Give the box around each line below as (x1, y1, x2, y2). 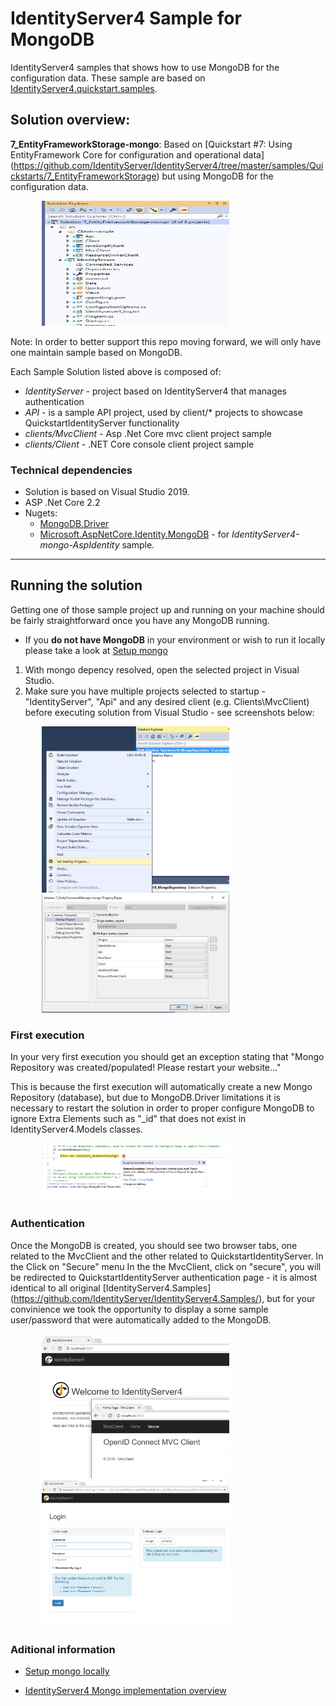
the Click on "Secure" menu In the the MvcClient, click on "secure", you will (10, 1260, 322, 1272)
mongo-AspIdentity (39, 539, 120, 551)
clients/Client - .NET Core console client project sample (24, 438, 255, 450)
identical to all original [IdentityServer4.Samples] (10, 1282, 212, 1294)
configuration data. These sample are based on (10, 72, 206, 84)
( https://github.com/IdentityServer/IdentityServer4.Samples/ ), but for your (10, 1292, 316, 1304)
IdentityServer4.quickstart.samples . (10, 82, 158, 94)
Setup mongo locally (24, 1665, 110, 1677)
